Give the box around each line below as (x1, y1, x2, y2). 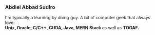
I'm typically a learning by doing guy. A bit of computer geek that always (5, 15, 151, 21)
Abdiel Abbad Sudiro (5, 4, 55, 11)
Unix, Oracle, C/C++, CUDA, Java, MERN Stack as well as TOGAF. (5, 25, 139, 31)
